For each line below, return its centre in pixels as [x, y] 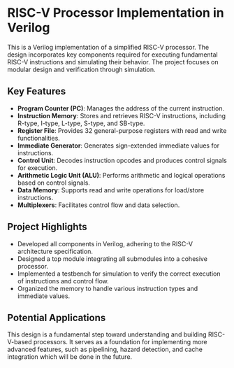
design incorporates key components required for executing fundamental [112, 55]
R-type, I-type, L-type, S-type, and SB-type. [81, 123]
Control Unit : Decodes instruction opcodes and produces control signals [122, 160]
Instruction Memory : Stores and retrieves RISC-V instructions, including [121, 115]
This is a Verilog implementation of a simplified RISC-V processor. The [108, 47]
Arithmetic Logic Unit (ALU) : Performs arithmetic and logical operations [121, 175]
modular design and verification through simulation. [81, 69]
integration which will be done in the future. [70, 357]
